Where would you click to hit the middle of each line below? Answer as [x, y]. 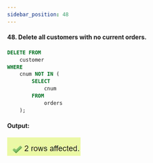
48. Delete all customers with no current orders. [77, 37]
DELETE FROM [24, 52]
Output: [18, 126]
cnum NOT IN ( [39, 74]
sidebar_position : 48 [38, 14]
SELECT [41, 81]
